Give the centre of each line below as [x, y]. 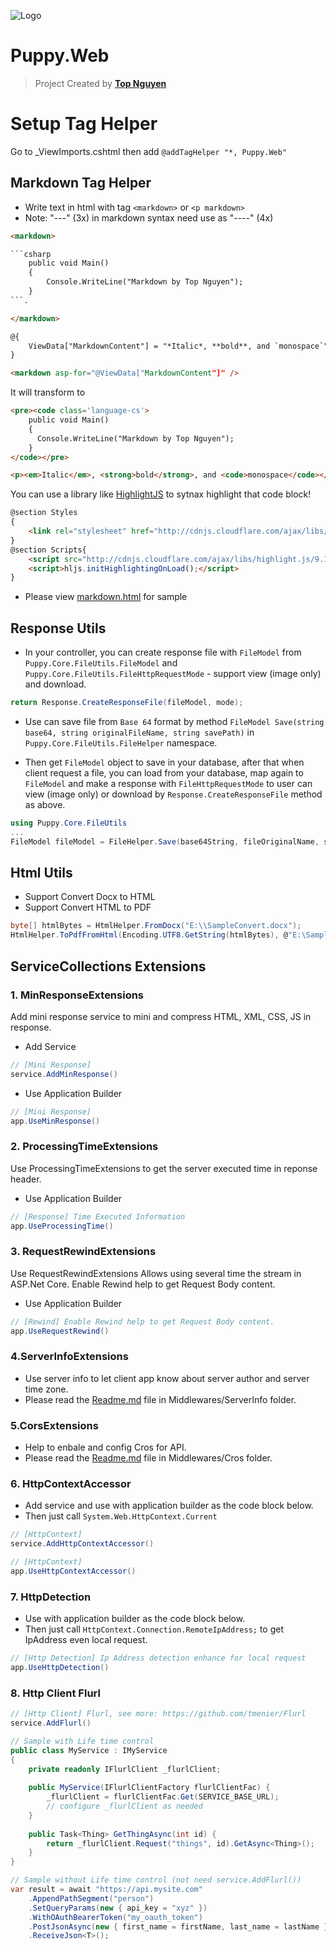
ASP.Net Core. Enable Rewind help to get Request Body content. [143, 1284]
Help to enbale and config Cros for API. [105, 1447]
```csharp [31, 254]
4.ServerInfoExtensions [69, 1357]
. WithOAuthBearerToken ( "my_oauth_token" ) [115, 1917]
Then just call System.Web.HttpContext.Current [121, 1516]
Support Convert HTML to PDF [88, 907]
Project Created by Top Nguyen [100, 83]
